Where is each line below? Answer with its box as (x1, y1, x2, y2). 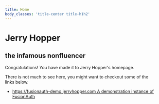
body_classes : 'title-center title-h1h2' (5, 12, 90, 16)
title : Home (5, 7, 29, 12)
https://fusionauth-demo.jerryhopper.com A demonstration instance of (12, 88, 154, 94)
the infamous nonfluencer (5, 52, 86, 60)
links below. (5, 79, 29, 85)
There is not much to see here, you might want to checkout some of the (5, 74, 149, 80)
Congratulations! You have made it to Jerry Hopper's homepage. (5, 64, 135, 70)
